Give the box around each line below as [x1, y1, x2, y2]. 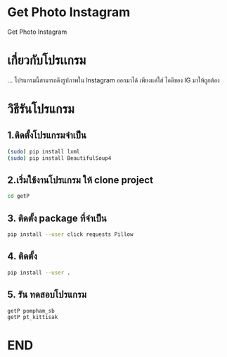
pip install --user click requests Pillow [7, 231, 134, 238]
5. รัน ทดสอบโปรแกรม [7, 289, 86, 301]
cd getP [7, 193, 30, 200]
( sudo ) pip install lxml [7, 148, 80, 155]
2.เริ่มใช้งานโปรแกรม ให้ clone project [7, 174, 153, 187]
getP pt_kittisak [7, 314, 58, 321]
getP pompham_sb [7, 307, 55, 314]
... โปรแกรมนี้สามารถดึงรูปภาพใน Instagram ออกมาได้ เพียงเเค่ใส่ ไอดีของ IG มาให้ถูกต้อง [7, 75, 220, 84]
